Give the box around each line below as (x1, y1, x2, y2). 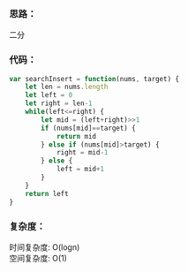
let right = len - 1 (25, 99, 93, 108)
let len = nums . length (25, 82, 109, 92)
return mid (56, 132, 97, 140)
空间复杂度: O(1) (9, 253, 68, 263)
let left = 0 (25, 91, 73, 100)
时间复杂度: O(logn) (9, 241, 80, 253)
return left (25, 189, 69, 198)
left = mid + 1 (56, 165, 104, 174)
